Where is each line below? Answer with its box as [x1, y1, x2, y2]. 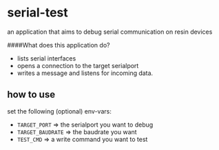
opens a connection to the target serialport [17, 61, 139, 69]
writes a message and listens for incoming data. [17, 69, 154, 77]
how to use [7, 89, 56, 100]
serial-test [7, 5, 69, 21]
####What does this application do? [7, 41, 110, 49]
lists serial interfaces [17, 54, 76, 63]
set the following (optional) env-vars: [7, 107, 112, 115]
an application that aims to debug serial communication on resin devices [7, 28, 213, 36]
